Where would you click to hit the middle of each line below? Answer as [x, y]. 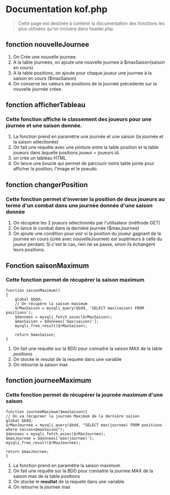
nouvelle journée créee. [38, 89]
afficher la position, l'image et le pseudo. [55, 169]
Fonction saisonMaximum [47, 266]
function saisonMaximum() [33, 290]
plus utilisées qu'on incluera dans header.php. [66, 28]
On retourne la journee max [41, 487]
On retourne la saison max [40, 365]
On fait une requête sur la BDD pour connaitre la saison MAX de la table [88, 348]
